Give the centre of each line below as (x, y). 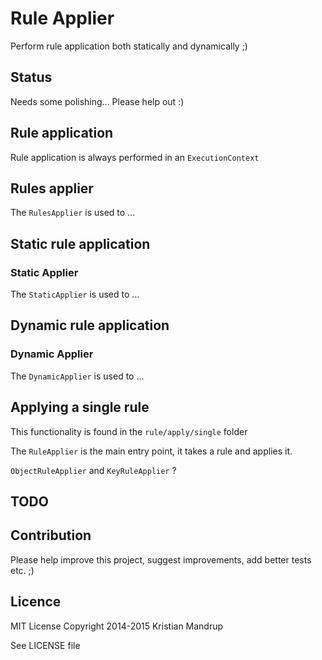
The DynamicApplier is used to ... (77, 376)
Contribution (51, 535)
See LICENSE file (45, 645)
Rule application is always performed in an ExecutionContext (135, 157)
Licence (36, 602)
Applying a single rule (80, 407)
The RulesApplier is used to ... (73, 213)
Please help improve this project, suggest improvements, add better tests (161, 559)
